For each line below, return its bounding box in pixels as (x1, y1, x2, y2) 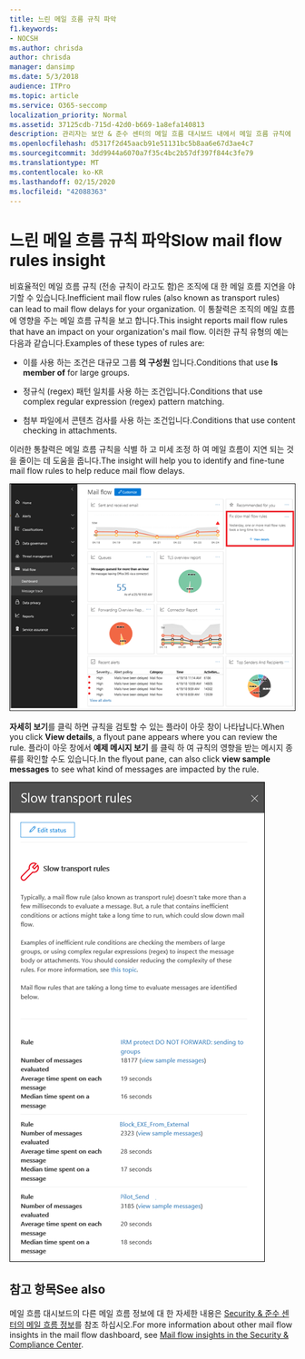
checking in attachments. (22, 425, 118, 436)
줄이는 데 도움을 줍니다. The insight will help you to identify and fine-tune (18, 455, 285, 467)
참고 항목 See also (9, 1282, 106, 1297)
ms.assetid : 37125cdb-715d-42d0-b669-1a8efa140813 (9, 120, 205, 129)
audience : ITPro (9, 82, 71, 91)
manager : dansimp (9, 63, 75, 72)
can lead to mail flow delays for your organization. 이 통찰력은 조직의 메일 (9, 304, 279, 315)
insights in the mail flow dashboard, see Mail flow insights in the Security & (9, 1329, 289, 1340)
